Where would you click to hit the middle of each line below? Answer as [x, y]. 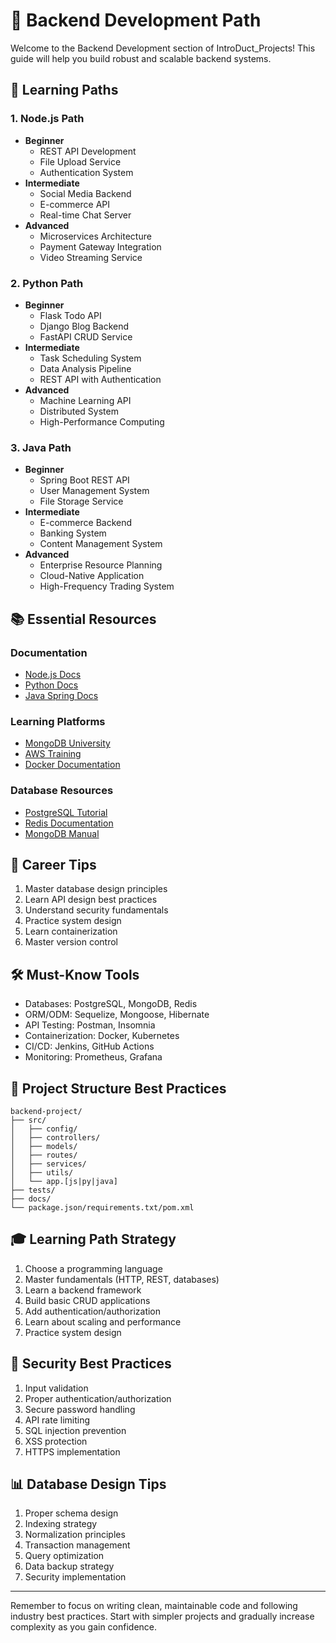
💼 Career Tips [53, 864]
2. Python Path [47, 283]
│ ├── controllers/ [55, 1137]
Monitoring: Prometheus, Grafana [93, 1057]
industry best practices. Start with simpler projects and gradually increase [162, 1616]
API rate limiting [57, 1420]
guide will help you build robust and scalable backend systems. [141, 58]
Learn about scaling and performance [103, 1321]
